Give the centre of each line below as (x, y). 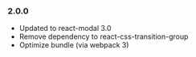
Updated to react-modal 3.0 (65, 28)
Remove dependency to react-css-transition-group (104, 36)
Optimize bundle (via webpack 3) (74, 45)
